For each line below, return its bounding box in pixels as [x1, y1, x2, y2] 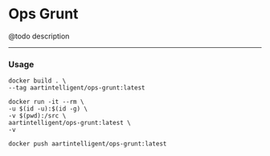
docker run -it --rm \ [8, 98, 84, 106]
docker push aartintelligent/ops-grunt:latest [8, 140, 167, 148]
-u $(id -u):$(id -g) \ [8, 105, 88, 113]
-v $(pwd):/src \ [8, 112, 67, 120]
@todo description [8, 31, 70, 41]
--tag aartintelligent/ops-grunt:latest [8, 84, 146, 92]
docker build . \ [8, 77, 67, 85]
